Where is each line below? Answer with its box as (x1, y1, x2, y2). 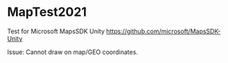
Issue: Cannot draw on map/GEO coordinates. (7, 48, 139, 56)
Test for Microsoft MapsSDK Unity (7, 27, 105, 35)
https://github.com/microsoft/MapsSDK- (106, 27, 221, 35)
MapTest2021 (7, 4, 87, 20)
